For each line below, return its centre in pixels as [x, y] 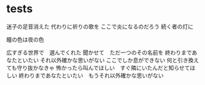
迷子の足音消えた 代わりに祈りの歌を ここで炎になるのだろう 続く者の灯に [100, 26]
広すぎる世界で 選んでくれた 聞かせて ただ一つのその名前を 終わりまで [99, 52]
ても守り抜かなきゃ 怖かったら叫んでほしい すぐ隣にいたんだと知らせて [98, 68]
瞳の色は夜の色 [25, 39]
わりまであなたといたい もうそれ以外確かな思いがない [94, 75]
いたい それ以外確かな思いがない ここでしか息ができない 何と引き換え [111, 60]
